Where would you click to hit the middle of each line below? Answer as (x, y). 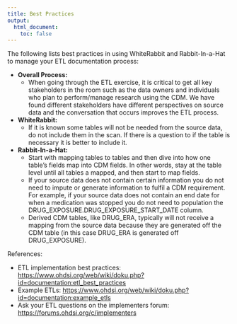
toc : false (36, 34)
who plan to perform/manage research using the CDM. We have (121, 98)
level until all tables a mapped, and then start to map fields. (114, 173)
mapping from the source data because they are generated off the (125, 225)
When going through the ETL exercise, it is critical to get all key (120, 83)
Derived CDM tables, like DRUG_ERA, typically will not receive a (121, 218)
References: (25, 254)
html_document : (36, 27)
